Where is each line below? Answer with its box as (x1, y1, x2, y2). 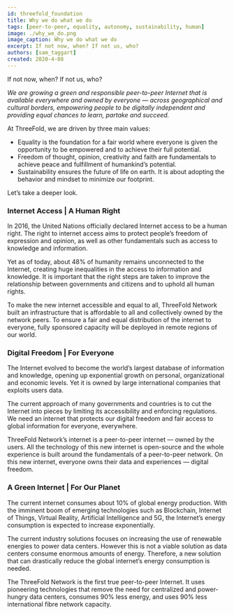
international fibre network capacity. (7, 600, 112, 608)
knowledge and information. (7, 244, 89, 252)
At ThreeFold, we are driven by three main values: (7, 124, 151, 133)
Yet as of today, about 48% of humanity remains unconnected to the (7, 258, 205, 266)
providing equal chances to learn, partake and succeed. (7, 110, 170, 119)
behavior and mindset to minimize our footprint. (17, 175, 155, 183)
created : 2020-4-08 (7, 56, 64, 63)
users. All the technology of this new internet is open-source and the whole (7, 443, 224, 451)
